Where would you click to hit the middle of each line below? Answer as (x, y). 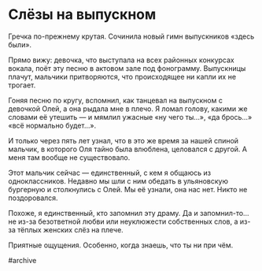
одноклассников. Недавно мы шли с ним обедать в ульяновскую (118, 181)
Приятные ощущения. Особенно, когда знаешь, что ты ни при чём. (121, 245)
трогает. (22, 85)
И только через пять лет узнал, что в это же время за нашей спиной (123, 140)
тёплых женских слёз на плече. (70, 229)
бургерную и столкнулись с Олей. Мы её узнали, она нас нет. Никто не (128, 189)
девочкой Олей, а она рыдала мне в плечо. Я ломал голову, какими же (128, 109)
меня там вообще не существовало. (69, 157)
